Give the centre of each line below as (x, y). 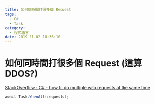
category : (15, 28)
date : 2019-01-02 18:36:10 (33, 37)
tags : (11, 14)
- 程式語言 (19, 33)
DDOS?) (22, 74)
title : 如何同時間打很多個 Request (38, 10)
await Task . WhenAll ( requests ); (37, 97)
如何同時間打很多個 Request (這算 (74, 63)
